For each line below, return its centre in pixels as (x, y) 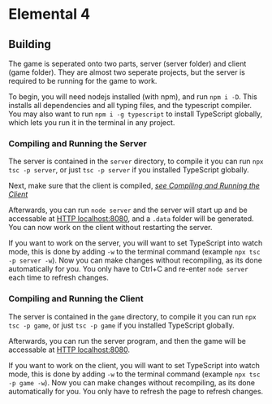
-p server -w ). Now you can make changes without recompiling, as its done (135, 260)
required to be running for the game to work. (83, 81)
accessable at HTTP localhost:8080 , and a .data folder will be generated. (131, 219)
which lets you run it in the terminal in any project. (92, 122)
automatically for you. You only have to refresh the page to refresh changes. (136, 391)
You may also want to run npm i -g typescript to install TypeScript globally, (136, 114)
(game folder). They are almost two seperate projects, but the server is (127, 72)
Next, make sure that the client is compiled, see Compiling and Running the (134, 186)
